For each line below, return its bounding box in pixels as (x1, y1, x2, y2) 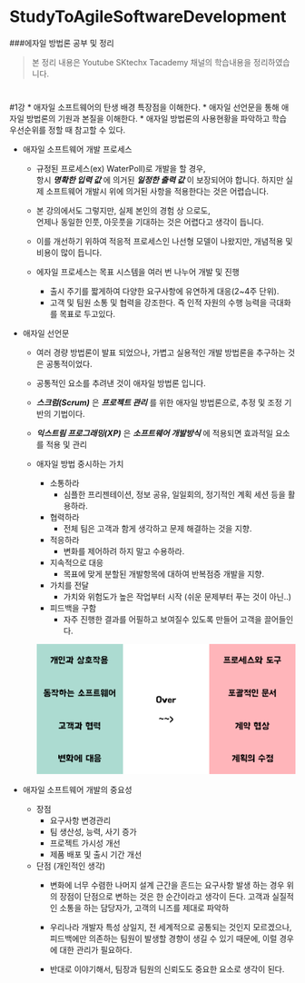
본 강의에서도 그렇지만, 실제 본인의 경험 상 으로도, (35, 205, 211, 216)
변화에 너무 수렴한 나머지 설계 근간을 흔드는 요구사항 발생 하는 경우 (49, 879, 285, 891)
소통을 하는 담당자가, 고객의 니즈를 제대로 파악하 (59, 902, 230, 914)
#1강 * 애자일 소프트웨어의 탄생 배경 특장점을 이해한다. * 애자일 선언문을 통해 (9, 102, 280, 113)
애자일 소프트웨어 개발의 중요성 (22, 784, 133, 796)
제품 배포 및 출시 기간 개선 (49, 849, 143, 860)
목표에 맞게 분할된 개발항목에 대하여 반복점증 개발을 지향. (63, 569, 265, 580)
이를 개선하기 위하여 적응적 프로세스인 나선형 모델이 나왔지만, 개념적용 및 (35, 236, 293, 247)
